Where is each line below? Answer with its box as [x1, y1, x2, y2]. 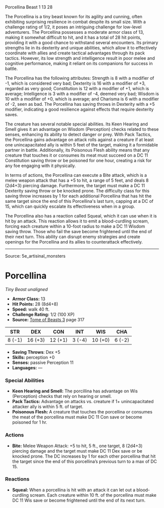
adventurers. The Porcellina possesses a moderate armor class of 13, [5, 29, 144, 35]
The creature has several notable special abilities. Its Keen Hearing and [5, 121, 148, 127]
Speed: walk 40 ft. [12, 306, 50, 312]
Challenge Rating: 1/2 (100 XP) [12, 311, 75, 317]
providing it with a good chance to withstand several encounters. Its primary [5, 40, 159, 46]
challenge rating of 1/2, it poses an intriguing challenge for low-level [5, 24, 142, 30]
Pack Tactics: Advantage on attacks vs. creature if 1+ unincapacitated [12, 399, 154, 405]
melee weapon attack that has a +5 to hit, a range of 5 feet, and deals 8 [5, 177, 149, 183]
